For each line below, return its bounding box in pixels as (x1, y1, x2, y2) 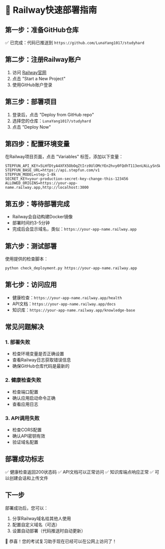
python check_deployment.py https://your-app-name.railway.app (5, 266, 137, 271)
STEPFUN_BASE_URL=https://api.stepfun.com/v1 (5, 168, 100, 173)
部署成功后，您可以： (5, 505, 48, 511)
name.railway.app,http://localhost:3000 (5, 185, 89, 190)
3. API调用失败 (5, 414, 40, 421)
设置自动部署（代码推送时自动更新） (12, 528, 86, 534)
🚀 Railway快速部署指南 (5, 4, 97, 16)
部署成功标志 (5, 455, 44, 463)
